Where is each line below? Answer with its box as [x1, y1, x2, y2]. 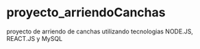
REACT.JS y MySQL [6, 34, 63, 42]
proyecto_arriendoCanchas [6, 5, 166, 20]
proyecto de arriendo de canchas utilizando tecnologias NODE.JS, [6, 27, 193, 35]
